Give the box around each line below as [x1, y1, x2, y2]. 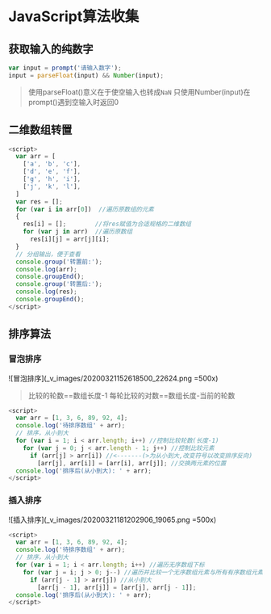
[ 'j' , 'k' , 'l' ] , [23, 183, 81, 191]
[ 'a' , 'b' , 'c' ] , [23, 160, 81, 168]
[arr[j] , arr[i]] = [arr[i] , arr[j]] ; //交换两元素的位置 [37, 459, 227, 467]
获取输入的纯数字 [8, 42, 94, 56]
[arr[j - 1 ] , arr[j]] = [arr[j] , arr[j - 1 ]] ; [37, 583, 197, 591]
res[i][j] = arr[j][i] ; [29, 235, 110, 243]
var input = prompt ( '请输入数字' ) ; [8, 64, 123, 72]
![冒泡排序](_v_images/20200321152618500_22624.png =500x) [8, 373, 219, 383]
